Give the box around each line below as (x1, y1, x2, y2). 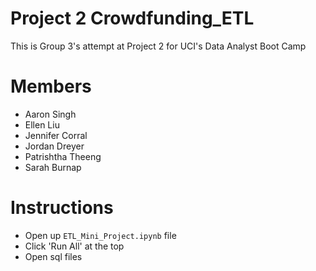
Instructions (10, 197, 114, 219)
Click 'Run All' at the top (24, 240, 125, 252)
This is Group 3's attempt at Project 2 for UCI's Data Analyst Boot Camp (10, 40, 307, 52)
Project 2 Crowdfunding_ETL (10, 7, 255, 30)
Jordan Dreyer (24, 140, 85, 152)
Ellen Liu (24, 118, 60, 131)
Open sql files (24, 250, 83, 262)
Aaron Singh (24, 108, 77, 120)
